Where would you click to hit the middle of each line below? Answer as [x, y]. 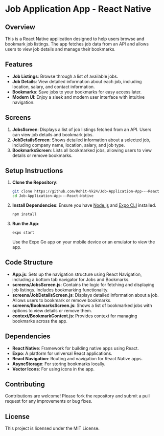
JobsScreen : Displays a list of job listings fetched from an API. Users [82, 129]
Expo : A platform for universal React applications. [62, 353]
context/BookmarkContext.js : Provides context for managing [75, 316]
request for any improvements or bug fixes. [49, 401]
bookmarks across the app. [40, 321]
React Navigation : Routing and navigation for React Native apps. [77, 358]
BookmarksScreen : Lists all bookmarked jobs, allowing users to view [82, 150]
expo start [23, 233]
